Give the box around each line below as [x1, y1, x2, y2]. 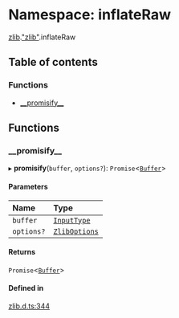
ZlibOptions [53, 226, 99, 236]
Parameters [8, 181, 48, 191]
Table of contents [8, 55, 98, 69]
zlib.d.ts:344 [8, 301, 51, 311]
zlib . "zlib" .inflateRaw [8, 32, 76, 42]
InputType [53, 215, 91, 225]
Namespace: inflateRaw [8, 6, 171, 24]
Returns [8, 247, 36, 257]
